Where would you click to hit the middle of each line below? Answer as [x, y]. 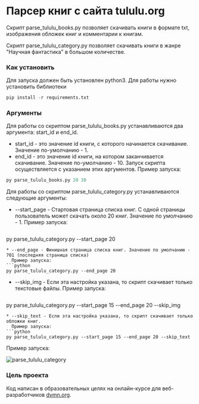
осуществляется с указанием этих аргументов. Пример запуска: [98, 169]
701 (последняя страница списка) [48, 255]
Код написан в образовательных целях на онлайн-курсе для [83, 388]
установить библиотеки [36, 87]
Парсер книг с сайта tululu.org [85, 11]
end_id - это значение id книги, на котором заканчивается [89, 157]
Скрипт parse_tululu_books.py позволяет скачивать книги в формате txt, [98, 27]
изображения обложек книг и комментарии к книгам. [75, 33]
